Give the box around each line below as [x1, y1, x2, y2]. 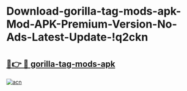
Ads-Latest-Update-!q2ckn [6, 31, 148, 44]
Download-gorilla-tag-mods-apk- [6, 4, 182, 18]
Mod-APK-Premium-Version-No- [6, 17, 177, 31]
